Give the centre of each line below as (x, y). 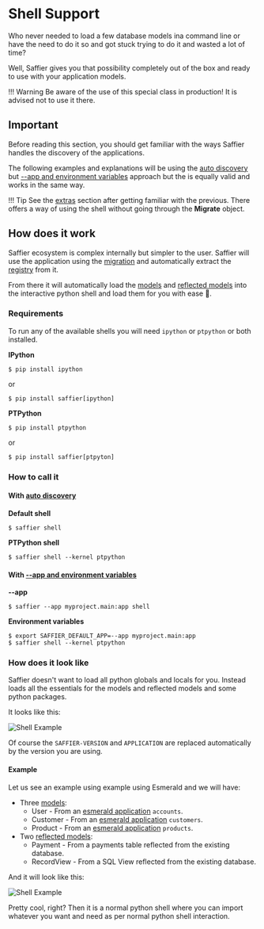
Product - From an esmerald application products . (112, 828)
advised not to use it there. (52, 100)
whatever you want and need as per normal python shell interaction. (119, 916)
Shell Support (54, 14)
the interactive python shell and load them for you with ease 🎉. (110, 293)
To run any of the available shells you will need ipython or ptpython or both (130, 331)
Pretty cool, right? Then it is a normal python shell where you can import (126, 908)
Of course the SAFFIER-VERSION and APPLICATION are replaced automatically (130, 743)
